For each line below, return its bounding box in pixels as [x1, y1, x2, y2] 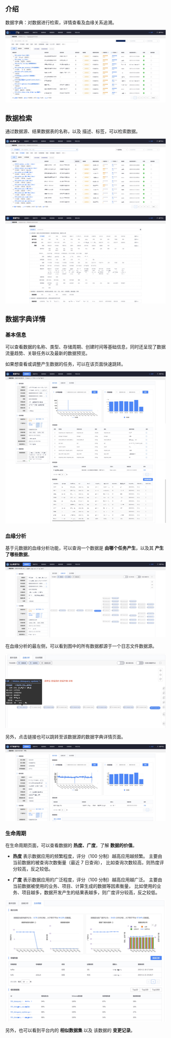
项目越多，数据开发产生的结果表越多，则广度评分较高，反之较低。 [21, 889, 160, 895]
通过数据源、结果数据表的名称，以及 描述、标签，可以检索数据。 [5, 128, 140, 134]
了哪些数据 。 [5, 551, 32, 557]
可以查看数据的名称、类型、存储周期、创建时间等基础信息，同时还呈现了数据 [5, 344, 166, 350]
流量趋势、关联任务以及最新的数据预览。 [5, 350, 90, 356]
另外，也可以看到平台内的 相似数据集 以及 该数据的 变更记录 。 [5, 1027, 135, 1033]
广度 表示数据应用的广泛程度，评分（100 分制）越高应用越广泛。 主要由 [12, 877, 162, 883]
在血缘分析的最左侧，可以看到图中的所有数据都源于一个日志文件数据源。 [5, 643, 157, 649]
